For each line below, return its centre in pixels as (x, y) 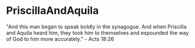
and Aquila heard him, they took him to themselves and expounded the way (97, 32)
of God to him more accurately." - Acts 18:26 (60, 39)
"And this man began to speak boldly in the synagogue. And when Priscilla (96, 27)
